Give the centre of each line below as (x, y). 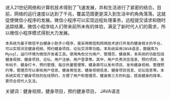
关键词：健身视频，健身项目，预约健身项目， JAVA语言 (63, 91)
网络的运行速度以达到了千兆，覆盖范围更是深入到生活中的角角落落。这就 (90, 14)
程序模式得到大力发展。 (47, 33)
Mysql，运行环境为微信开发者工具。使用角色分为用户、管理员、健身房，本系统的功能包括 (85, 54)
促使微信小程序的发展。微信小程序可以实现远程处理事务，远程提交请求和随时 (85, 20)
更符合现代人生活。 (22, 81)
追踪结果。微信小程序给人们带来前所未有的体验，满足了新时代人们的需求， (83, 26)
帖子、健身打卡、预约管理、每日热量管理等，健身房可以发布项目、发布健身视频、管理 (85, 65)
